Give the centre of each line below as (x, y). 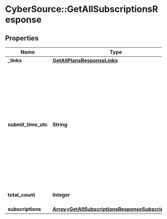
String (60, 124)
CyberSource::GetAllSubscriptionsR (82, 9)
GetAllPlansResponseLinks (85, 60)
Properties (22, 38)
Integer (61, 195)
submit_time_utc (28, 124)
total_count (21, 195)
